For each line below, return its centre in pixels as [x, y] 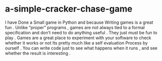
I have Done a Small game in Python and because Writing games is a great [79, 22]
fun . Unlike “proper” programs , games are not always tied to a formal [75, 27]
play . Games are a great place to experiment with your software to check [78, 38]
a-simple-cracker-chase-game [69, 9]
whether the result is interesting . [38, 53]
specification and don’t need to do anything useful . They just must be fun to [81, 32]
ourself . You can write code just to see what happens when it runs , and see [81, 48]
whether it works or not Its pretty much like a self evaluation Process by [76, 43]
